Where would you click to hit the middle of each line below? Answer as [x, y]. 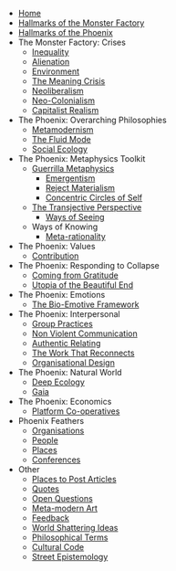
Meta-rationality [76, 236]
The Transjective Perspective [87, 207]
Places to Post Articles [74, 479]
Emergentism [70, 178]
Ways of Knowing [65, 227]
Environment [56, 71]
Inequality [51, 52]
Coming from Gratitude [75, 275]
